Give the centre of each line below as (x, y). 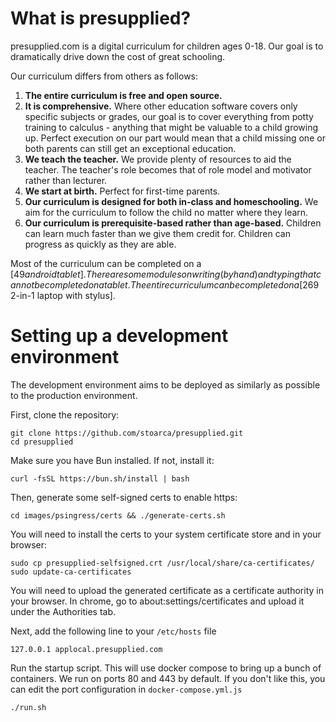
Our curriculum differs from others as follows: (104, 76)
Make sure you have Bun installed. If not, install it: (112, 460)
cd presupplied (42, 442)
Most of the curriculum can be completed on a (106, 263)
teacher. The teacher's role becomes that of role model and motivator (168, 169)
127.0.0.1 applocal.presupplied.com (86, 649)
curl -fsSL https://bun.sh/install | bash (100, 478)
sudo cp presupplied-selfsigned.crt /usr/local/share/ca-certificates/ (162, 563)
